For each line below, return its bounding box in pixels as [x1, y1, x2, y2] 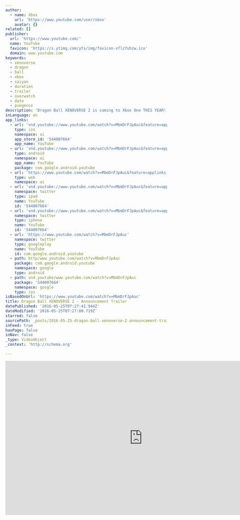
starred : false [5, 313, 38, 319]
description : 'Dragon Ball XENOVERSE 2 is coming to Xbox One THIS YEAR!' [5, 108, 169, 113]
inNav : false [5, 332, 33, 338]
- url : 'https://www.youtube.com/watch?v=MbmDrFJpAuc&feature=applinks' [10, 170, 169, 175]
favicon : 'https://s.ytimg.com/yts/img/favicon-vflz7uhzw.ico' [10, 46, 148, 51]
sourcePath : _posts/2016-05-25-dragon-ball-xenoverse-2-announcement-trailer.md [5, 318, 183, 323]
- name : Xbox [10, 12, 38, 17]
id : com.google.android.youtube [14, 251, 84, 256]
